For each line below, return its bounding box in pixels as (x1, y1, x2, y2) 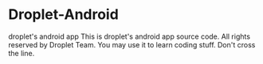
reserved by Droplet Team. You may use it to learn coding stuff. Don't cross (8, 40, 256, 49)
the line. (8, 48, 35, 58)
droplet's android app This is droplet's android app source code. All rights (8, 32, 251, 41)
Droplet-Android (8, 6, 120, 24)
